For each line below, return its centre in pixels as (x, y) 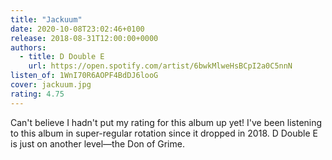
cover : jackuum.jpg (51, 85)
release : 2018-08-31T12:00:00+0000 (84, 38)
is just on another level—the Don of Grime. (97, 143)
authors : (28, 47)
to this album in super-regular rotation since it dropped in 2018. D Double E (164, 133)
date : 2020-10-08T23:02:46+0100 (77, 29)
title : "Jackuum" (46, 19)
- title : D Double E (62, 57)
